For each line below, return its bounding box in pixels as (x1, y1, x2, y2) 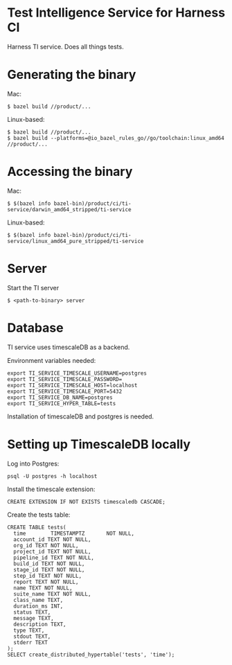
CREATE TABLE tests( (7, 524, 67, 531)
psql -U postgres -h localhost (7, 472, 98, 479)
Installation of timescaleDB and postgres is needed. (7, 412, 154, 420)
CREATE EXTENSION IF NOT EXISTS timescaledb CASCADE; (7, 498, 166, 505)
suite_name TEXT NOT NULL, (13, 590, 91, 597)
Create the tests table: (7, 511, 71, 519)
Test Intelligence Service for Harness (7, 5, 226, 21)
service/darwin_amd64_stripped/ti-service (7, 206, 132, 213)
